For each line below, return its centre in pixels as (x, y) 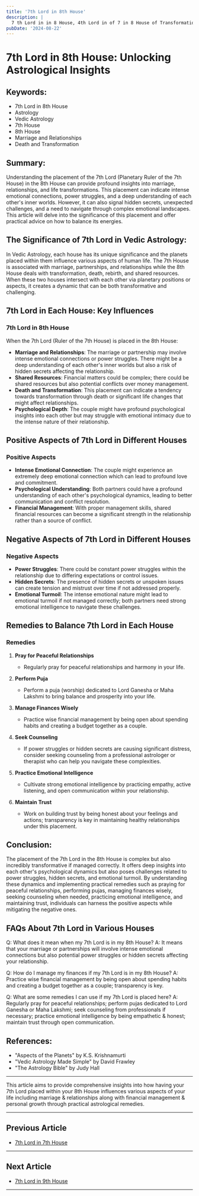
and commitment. (36, 483)
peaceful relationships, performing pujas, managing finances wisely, (89, 891)
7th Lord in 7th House (41, 1142)
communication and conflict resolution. (62, 502)
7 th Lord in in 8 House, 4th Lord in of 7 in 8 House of (85, 23)
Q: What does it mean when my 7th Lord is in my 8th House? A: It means (94, 942)
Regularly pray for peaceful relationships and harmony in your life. (104, 667)
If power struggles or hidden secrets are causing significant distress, (107, 748)
